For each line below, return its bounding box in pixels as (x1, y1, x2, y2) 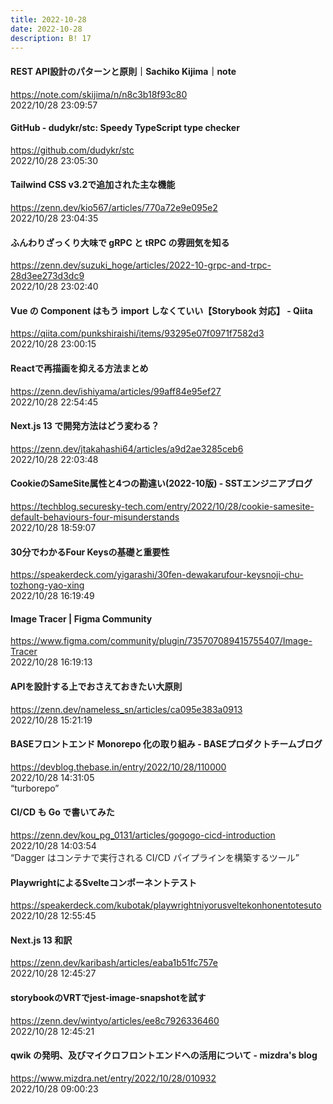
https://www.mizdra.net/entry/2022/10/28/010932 (10, 1072, 217, 1084)
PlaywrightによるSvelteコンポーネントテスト (10, 876, 197, 888)
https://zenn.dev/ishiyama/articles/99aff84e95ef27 (10, 385, 222, 397)
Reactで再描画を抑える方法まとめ (10, 362, 149, 374)
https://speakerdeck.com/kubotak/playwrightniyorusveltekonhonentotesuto (10, 899, 322, 911)
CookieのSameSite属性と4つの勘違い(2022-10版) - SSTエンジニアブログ (10, 477, 313, 490)
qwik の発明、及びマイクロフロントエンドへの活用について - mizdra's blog (10, 1049, 318, 1061)
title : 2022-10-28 (10, 14, 87, 25)
